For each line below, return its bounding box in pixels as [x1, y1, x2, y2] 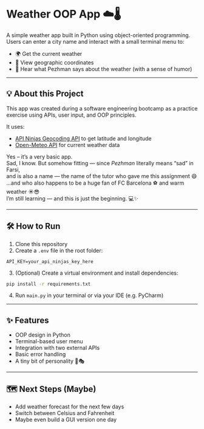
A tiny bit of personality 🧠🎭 [15, 357, 85, 365]
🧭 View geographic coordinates [15, 58, 94, 66]
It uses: [6, 123, 25, 130]
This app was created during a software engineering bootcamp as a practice [6, 105, 198, 112]
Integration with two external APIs [15, 344, 100, 352]
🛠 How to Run [6, 221, 61, 232]
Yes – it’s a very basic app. [6, 153, 73, 160]
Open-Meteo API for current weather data [15, 141, 120, 148]
